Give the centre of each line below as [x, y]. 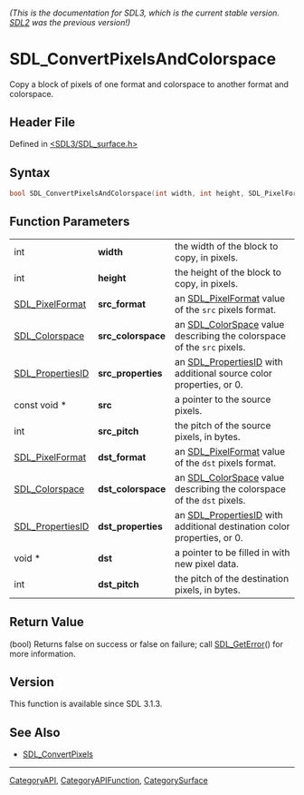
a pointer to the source [223, 399]
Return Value [47, 622]
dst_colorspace [132, 488]
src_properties [130, 373]
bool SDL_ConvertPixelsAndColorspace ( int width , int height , [127, 194]
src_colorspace [132, 336]
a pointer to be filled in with [233, 552]
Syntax [30, 172]
